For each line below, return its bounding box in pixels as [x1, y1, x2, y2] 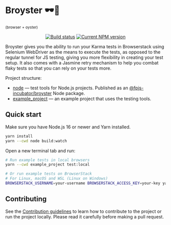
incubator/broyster [12, 90, 52, 96]
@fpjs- [129, 85, 144, 91]
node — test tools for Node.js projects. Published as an [12, 85, 128, 91]
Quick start [5, 110, 42, 119]
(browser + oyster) [5, 24, 38, 30]
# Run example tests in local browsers [5, 157, 90, 163]
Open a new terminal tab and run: [5, 147, 75, 153]
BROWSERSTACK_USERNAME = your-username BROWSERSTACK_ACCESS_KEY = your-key [5, 181, 160, 186]
